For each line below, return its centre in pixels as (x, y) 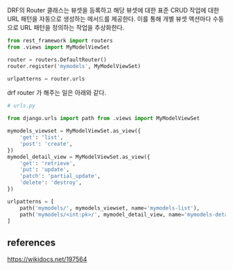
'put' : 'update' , (45, 170)
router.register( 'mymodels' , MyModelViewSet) (74, 66)
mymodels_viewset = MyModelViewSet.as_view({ (74, 131)
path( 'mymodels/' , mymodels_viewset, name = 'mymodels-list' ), (110, 208)
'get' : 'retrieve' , (48, 163)
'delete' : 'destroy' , (51, 183)
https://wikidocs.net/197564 (47, 260)
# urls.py (21, 106)
